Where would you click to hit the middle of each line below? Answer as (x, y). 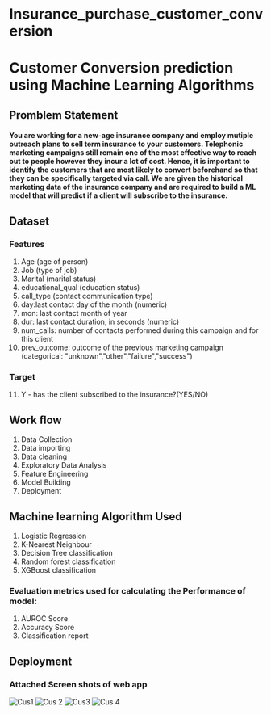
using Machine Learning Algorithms (132, 85)
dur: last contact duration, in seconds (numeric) (100, 322)
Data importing (46, 448)
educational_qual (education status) (80, 288)
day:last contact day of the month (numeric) (94, 304)
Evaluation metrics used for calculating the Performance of (127, 590)
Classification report (54, 636)
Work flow (36, 420)
